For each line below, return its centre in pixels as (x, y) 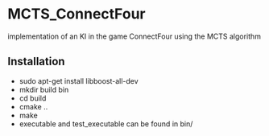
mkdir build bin (44, 89)
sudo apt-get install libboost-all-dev (79, 80)
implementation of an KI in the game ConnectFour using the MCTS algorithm (134, 36)
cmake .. (33, 106)
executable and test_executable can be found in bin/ (106, 124)
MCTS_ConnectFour (77, 14)
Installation (36, 62)
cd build (33, 98)
